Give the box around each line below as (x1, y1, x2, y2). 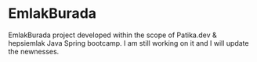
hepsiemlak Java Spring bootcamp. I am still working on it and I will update (8, 38, 249, 47)
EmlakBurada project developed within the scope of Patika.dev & (8, 30, 217, 40)
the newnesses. (8, 46, 60, 56)
